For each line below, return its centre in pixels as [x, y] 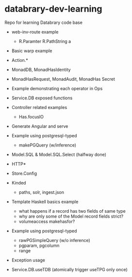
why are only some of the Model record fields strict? [71, 216]
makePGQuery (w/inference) [47, 145]
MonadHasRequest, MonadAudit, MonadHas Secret [63, 79]
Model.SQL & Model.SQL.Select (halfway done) [59, 154]
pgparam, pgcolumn [39, 245]
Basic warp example [32, 51]
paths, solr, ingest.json [41, 192]
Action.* [20, 60]
